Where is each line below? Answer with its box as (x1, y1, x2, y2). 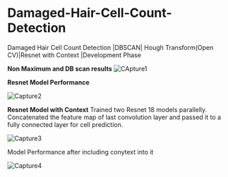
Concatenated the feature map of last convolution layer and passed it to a (7, 113, 221, 121)
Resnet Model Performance (7, 78, 90, 86)
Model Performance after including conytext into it (7, 147, 154, 156)
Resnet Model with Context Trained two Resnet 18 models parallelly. (7, 105, 208, 114)
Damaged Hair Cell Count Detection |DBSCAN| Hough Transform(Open (7, 43, 214, 51)
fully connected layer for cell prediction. (7, 120, 124, 128)
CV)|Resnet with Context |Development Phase (7, 51, 141, 59)
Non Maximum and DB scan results (7, 64, 113, 73)
